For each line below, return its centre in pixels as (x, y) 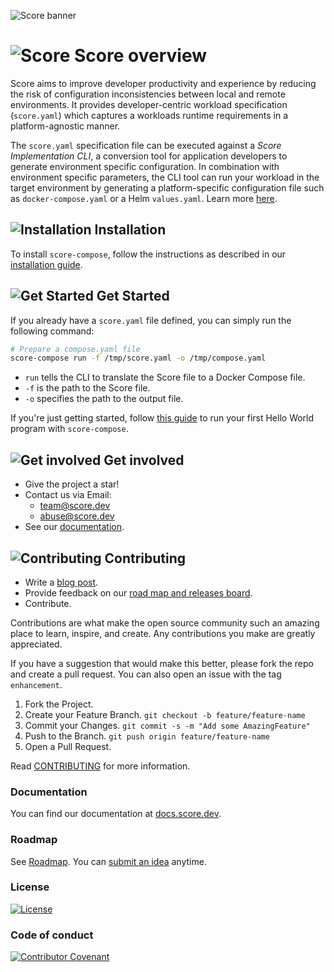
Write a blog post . (61, 582)
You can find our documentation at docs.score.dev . (116, 814)
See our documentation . (74, 527)
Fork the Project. (59, 704)
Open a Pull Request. (68, 746)
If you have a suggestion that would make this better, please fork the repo (162, 663)
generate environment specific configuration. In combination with (145, 166)
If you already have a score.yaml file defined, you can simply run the (151, 320)
